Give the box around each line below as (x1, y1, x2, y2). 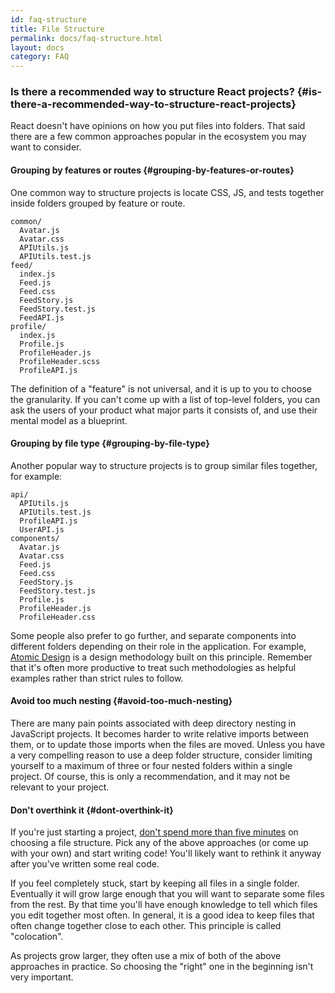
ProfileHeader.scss (19, 356, 101, 366)
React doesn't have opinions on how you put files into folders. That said (10, 120, 306, 132)
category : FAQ (10, 52, 70, 62)
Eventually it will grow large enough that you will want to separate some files (10, 888, 325, 900)
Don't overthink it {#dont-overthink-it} (10, 804, 174, 816)
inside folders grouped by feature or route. (10, 197, 186, 209)
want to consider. (10, 141, 82, 153)
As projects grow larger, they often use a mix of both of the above (10, 950, 282, 962)
